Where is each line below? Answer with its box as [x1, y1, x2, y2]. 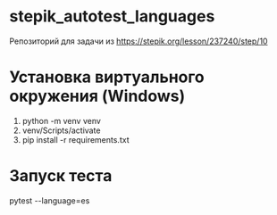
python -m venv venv [21, 115, 101, 126]
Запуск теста [9, 166, 113, 186]
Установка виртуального [9, 67, 205, 87]
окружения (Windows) [9, 87, 186, 106]
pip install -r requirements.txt [21, 134, 130, 145]
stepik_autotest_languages [9, 6, 215, 27]
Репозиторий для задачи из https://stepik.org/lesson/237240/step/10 [9, 36, 268, 46]
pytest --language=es [9, 194, 90, 206]
